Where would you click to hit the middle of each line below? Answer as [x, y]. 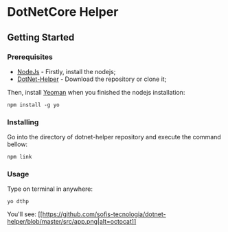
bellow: [18, 144]
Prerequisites [30, 57]
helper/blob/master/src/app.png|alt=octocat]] [72, 222]
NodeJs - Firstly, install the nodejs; [66, 71]
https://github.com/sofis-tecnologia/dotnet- [104, 214]
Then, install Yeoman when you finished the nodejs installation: [96, 92]
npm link [20, 157]
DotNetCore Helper [63, 12]
